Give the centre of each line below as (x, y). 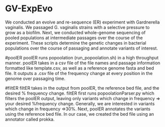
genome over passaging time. (35, 78)
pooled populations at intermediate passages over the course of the (74, 38)
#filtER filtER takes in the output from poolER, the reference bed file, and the (82, 88)
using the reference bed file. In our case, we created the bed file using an (80, 114)
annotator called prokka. (30, 119)
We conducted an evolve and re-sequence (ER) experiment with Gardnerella (82, 22)
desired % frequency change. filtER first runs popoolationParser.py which (80, 93)
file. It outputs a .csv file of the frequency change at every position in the (79, 73)
